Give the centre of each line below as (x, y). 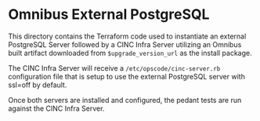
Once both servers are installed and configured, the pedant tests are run (125, 100)
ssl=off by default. (38, 85)
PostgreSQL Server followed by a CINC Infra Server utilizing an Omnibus (125, 44)
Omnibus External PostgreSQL (109, 15)
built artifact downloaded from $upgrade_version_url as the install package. (130, 53)
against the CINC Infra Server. (56, 108)
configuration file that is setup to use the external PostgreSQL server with (126, 76)
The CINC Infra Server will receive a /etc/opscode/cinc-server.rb (114, 68)
